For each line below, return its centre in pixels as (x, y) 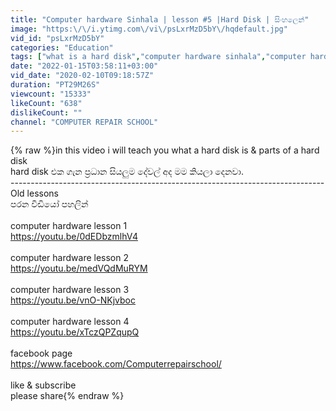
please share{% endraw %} (67, 396)
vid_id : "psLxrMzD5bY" (57, 38)
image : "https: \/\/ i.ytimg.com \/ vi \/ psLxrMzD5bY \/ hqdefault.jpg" (149, 29)
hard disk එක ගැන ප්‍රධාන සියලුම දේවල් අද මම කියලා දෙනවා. (127, 172)
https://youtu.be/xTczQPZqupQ (75, 332)
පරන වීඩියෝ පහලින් (49, 204)
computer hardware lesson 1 (69, 226)
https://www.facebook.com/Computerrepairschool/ (116, 364)
